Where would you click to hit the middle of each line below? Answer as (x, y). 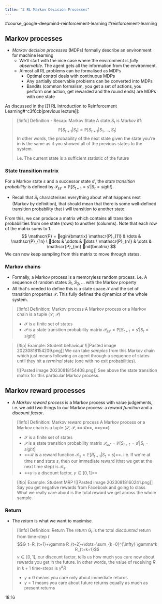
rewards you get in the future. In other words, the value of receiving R (86, 562)
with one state (41, 97)
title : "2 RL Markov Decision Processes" (47, 9)
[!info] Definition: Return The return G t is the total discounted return (84, 531)
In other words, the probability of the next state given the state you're (86, 138)
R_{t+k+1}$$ (87, 550)
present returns (39, 587)
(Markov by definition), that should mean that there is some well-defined (84, 203)
